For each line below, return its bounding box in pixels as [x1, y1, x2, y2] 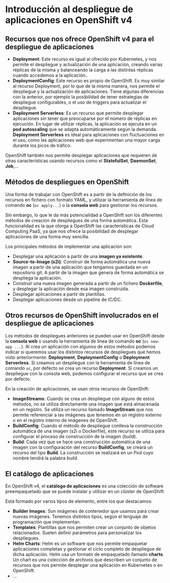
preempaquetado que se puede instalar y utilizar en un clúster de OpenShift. [5, 488, 165, 495]
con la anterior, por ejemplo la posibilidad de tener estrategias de [12, 94, 149, 100]
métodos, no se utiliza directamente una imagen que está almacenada [12, 401, 159, 407]
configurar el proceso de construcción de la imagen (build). [12, 433, 138, 439]
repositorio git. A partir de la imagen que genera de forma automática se [12, 269, 164, 275]
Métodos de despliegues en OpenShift [5, 178, 129, 187]
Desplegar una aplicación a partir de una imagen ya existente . [12, 253, 144, 259]
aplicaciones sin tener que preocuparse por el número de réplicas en [12, 115, 157, 121]
